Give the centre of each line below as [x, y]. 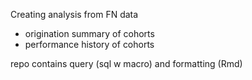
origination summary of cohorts [89, 33]
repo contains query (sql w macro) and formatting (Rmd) [126, 63]
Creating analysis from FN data [74, 14]
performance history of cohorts [89, 44]
